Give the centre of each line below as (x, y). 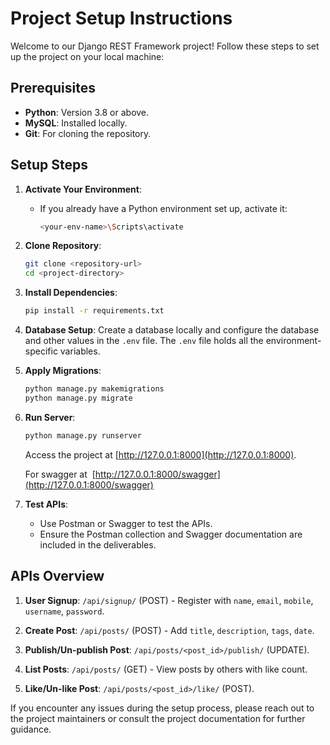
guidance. (31, 729)
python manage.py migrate (78, 398)
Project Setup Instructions (121, 18)
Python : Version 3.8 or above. (87, 112)
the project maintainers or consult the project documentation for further (158, 718)
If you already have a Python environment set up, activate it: (163, 208)
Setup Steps (49, 165)
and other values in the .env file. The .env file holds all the (144, 341)
